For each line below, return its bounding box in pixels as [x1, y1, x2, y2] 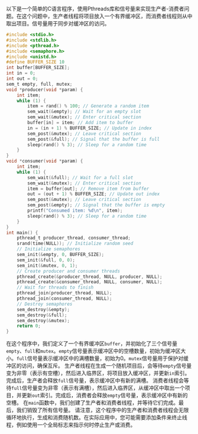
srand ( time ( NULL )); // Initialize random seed [17, 241, 134, 247]
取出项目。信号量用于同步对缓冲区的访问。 [6, 20, 110, 27]
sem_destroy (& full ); [17, 312, 67, 318]
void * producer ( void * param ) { [6, 86, 83, 93]
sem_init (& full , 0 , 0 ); [17, 257, 76, 263]
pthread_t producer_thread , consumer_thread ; [17, 235, 131, 241]
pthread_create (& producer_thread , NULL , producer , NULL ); [17, 274, 163, 280]
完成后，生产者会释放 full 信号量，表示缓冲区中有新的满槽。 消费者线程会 [6, 377, 184, 384]
